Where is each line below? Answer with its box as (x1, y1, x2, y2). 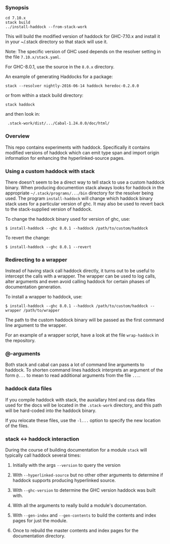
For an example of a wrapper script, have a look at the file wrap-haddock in (5, 332, 159, 338)
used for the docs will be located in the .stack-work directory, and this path (5, 402, 162, 408)
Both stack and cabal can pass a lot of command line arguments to (5, 362, 145, 368)
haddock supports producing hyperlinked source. (12, 478, 116, 484)
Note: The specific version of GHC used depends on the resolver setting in (5, 49, 161, 55)
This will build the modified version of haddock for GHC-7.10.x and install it (5, 33, 160, 40)
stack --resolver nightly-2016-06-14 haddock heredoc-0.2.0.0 (5, 83, 139, 89)
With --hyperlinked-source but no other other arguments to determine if (12, 472, 163, 478)
